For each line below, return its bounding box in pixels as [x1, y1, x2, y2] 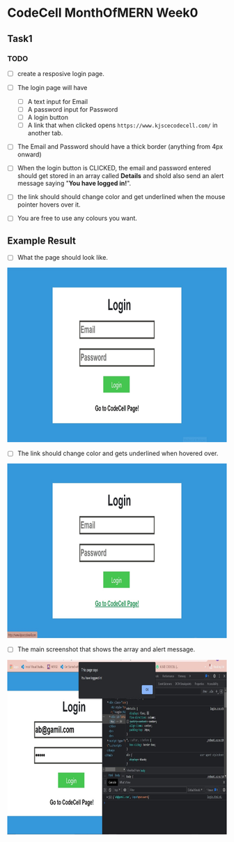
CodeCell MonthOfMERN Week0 [7, 5, 198, 21]
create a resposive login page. [17, 69, 104, 77]
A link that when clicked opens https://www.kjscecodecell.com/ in [27, 121, 218, 130]
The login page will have [17, 83, 88, 91]
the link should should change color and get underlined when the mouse [17, 193, 226, 201]
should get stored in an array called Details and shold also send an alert [17, 172, 224, 180]
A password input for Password [27, 105, 118, 114]
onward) [17, 150, 42, 158]
